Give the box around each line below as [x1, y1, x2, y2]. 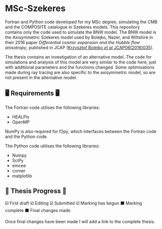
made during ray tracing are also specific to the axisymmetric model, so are [5, 69, 156, 75]
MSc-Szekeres [5, 3, 66, 14]
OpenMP [12, 119, 30, 125]
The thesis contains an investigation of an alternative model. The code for [5, 54, 152, 60]
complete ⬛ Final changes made [5, 207, 71, 213]
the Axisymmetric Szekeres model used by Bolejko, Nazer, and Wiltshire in [5, 34, 153, 40]
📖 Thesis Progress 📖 [5, 187, 67, 195]
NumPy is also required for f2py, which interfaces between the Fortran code [5, 128, 157, 134]
